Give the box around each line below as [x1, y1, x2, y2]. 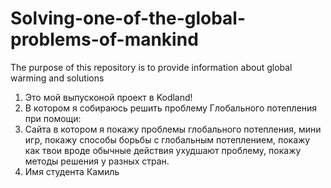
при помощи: [24, 112, 82, 124]
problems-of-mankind [10, 28, 199, 51]
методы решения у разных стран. [24, 155, 170, 167]
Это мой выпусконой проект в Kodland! [24, 91, 193, 103]
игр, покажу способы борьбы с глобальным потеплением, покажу [24, 133, 311, 146]
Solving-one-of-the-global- [10, 7, 247, 30]
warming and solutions [10, 72, 105, 84]
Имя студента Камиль [24, 165, 120, 177]
